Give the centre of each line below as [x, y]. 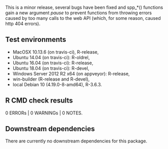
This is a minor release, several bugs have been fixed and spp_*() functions [84, 7]
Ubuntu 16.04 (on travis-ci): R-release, [53, 63]
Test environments [36, 40]
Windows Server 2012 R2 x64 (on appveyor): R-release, [71, 73]
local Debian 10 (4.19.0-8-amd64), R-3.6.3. [57, 84]
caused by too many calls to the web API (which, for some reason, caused [83, 18]
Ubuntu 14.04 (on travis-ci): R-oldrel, [51, 57]
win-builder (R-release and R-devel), [51, 79]
